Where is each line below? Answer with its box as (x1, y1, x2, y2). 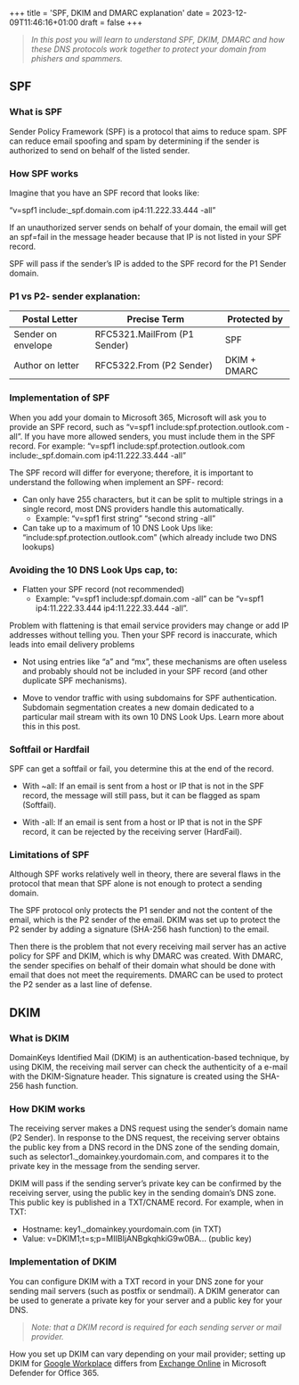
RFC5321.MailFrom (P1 (94, 328, 194, 341)
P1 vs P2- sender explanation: (9, 290, 141, 302)
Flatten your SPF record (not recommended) (21, 583, 185, 594)
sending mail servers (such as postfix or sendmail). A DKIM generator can (9, 1285, 280, 1296)
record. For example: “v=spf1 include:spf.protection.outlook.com (9, 441, 246, 451)
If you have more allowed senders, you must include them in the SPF (24, 431, 276, 441)
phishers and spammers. (30, 54, 123, 63)
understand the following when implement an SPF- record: (9, 476, 224, 487)
